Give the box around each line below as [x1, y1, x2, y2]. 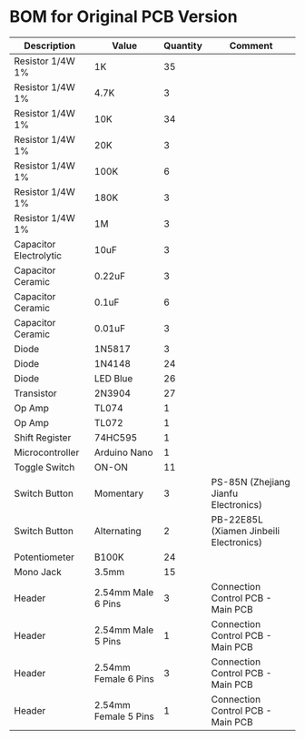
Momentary [93, 487, 143, 500]
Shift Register [14, 431, 72, 443]
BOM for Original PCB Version [9, 6, 238, 27]
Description [24, 39, 75, 52]
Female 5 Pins [93, 710, 154, 723]
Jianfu [211, 487, 239, 500]
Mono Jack [14, 565, 62, 578]
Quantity [162, 39, 202, 52]
